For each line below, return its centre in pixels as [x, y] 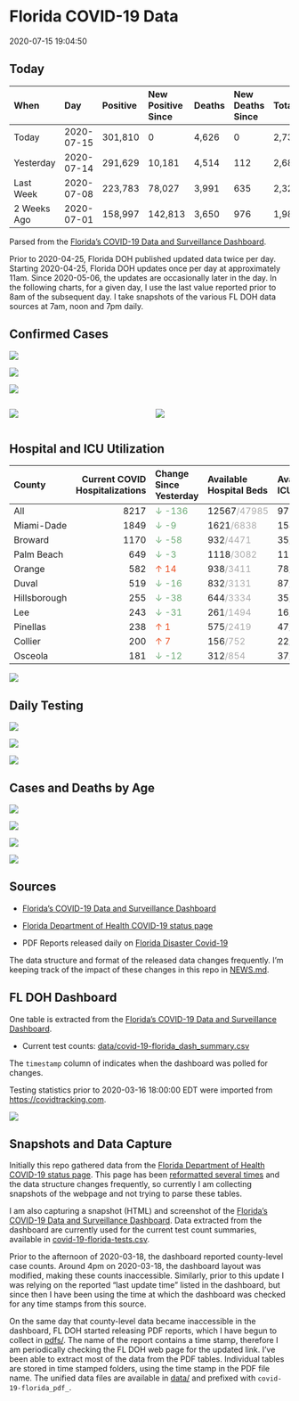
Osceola [31, 656]
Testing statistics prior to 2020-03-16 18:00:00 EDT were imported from [141, 1090]
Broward [32, 540]
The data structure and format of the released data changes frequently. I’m [146, 960]
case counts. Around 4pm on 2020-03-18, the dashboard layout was [135, 1266]
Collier [28, 642]
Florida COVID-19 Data [94, 16]
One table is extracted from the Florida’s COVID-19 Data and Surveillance [143, 1019]
